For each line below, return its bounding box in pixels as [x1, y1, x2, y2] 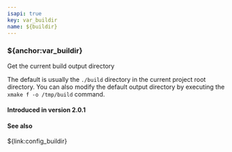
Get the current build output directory [7, 62, 115, 70]
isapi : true [7, 10, 42, 17]
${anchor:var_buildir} [7, 46, 83, 56]
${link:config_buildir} [7, 137, 68, 146]
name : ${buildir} [7, 23, 58, 30]
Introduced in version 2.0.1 [7, 105, 86, 115]
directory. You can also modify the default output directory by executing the [7, 83, 225, 91]
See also [7, 121, 33, 130]
